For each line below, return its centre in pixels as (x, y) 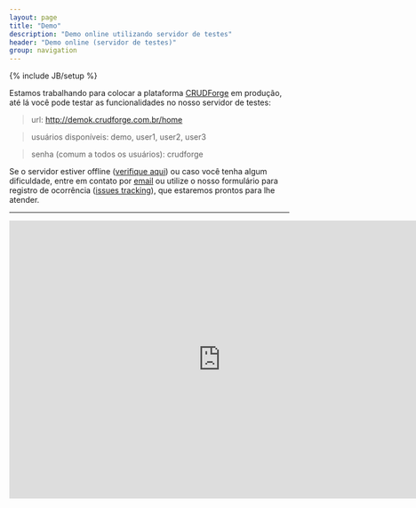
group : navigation (43, 51)
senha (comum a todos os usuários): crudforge (117, 154)
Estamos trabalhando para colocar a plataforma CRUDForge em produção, (146, 93)
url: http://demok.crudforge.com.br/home (107, 120)
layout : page (33, 17)
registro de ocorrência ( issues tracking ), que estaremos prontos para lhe (142, 190)
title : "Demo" (36, 26)
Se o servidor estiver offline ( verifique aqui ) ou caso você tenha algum (138, 172)
